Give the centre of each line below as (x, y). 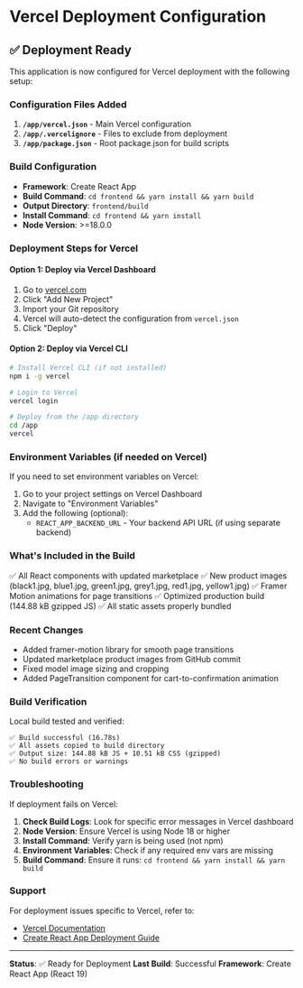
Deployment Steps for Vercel (74, 248)
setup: (21, 81)
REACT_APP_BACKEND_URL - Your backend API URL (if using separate (158, 523)
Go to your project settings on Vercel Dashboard (112, 494)
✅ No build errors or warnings (69, 762)
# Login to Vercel (44, 392)
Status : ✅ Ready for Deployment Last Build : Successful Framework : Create (150, 964)
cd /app (24, 426)
